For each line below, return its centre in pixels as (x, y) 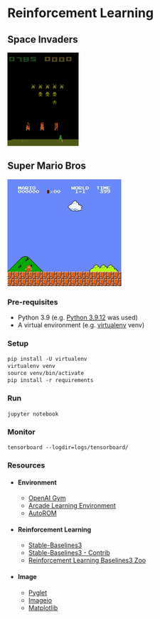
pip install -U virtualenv (47, 359)
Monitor (21, 432)
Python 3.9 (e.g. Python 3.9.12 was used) (78, 317)
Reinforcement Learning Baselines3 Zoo (87, 561)
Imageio (40, 600)
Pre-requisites (33, 302)
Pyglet (38, 593)
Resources (26, 465)
